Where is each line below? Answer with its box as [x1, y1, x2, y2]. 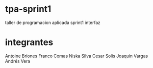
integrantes [5, 37, 53, 48]
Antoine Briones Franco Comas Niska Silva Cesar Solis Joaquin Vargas [5, 53, 148, 59]
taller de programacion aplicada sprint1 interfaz [5, 20, 101, 25]
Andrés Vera [5, 58, 30, 64]
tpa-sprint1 [5, 3, 51, 15]
